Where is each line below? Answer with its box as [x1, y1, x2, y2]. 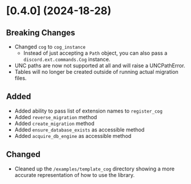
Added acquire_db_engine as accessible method [14, 132, 132, 139]
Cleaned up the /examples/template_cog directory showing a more [14, 165, 175, 172]
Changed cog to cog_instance [14, 43, 86, 50]
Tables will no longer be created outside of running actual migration [14, 68, 179, 75]
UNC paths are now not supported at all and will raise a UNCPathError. [14, 62, 186, 69]
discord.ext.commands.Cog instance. [23, 56, 110, 63]
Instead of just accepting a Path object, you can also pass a [23, 50, 167, 57]
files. [14, 75, 27, 81]
